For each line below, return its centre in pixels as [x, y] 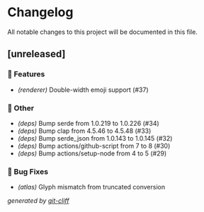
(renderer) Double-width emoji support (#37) [83, 90]
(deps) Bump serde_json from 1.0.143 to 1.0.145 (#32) [95, 138]
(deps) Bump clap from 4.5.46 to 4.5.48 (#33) [84, 131]
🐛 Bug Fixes [28, 172]
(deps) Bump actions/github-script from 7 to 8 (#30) [94, 146]
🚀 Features [26, 74]
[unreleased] [36, 54]
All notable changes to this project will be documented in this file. [103, 32]
